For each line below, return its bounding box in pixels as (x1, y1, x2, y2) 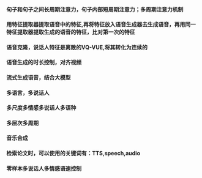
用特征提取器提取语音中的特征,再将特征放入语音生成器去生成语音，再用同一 (6, 21, 196, 28)
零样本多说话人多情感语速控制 (6, 165, 81, 172)
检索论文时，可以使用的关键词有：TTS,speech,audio (6, 149, 141, 157)
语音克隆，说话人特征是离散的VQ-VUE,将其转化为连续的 (6, 43, 148, 51)
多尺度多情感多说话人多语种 (6, 104, 77, 111)
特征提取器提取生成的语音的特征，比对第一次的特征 (6, 28, 135, 36)
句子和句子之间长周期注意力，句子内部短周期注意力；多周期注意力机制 (6, 6, 184, 13)
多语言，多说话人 (6, 89, 50, 96)
